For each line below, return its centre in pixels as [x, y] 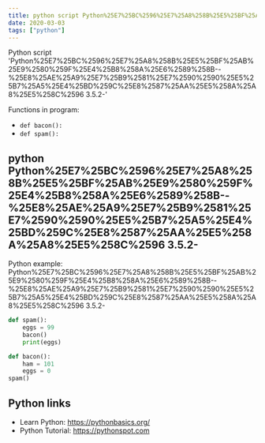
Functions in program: [44, 110]
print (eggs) [42, 342]
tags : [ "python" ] [37, 30]
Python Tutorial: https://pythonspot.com [84, 430]
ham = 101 [39, 364]
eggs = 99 [39, 328]
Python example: [35, 264]
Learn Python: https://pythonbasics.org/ [85, 422]
